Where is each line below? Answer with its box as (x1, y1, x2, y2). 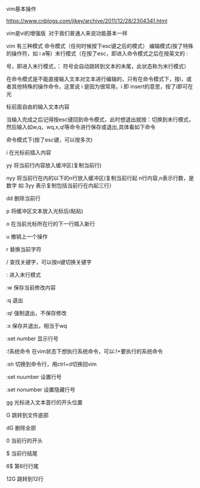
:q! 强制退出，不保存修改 (6, 310, 67, 316)
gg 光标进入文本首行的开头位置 (6, 399, 83, 406)
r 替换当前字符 (6, 246, 42, 253)
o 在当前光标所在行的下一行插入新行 (6, 220, 95, 227)
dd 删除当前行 (6, 194, 41, 202)
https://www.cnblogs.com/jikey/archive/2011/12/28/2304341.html (6, 17, 168, 24)
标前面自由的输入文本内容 (6, 103, 70, 110)
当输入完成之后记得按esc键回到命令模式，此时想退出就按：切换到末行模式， (6, 116, 194, 123)
